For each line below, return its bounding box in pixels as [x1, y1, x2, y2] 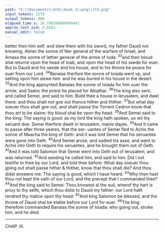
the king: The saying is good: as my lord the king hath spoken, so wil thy [5, 115, 150, 121]
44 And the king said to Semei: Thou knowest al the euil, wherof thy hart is [5, 181, 153, 188]
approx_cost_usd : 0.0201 [5, 25, 56, 30]
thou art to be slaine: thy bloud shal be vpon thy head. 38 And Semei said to [5, 109, 156, 116]
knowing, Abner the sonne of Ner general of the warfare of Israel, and [5, 48, 145, 54]
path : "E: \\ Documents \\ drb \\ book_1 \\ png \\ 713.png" [5, 7, 110, 12]
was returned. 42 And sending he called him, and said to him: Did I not [5, 154, 144, 161]
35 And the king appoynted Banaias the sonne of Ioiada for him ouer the [5, 81, 148, 88]
